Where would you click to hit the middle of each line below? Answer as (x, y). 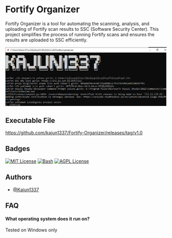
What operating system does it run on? (48, 219)
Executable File (30, 121)
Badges (18, 149)
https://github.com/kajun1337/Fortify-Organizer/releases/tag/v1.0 (74, 133)
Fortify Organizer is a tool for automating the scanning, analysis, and (77, 24)
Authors (19, 177)
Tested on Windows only (31, 230)
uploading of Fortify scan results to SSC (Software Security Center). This (82, 29)
